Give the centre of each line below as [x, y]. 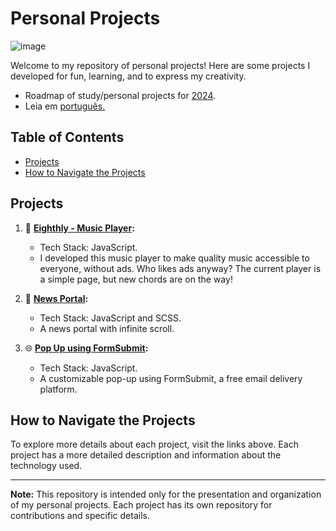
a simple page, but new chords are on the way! [136, 279]
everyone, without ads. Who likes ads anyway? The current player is [180, 268]
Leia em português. [65, 106]
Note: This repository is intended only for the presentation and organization [166, 494]
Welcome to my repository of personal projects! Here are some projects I [160, 65]
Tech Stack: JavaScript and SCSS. [110, 318]
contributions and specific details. [80, 516]
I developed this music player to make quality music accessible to [174, 258]
